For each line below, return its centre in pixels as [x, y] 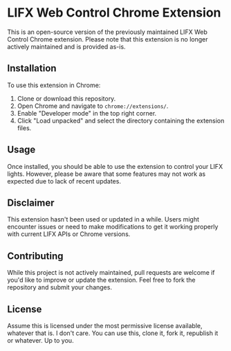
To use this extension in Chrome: [54, 85]
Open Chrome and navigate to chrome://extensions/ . [93, 106]
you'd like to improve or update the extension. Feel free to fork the [101, 280]
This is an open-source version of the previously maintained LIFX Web [107, 32]
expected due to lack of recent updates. [64, 181]
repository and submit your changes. [60, 287]
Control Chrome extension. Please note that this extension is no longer [108, 39]
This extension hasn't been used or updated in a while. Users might [103, 219]
